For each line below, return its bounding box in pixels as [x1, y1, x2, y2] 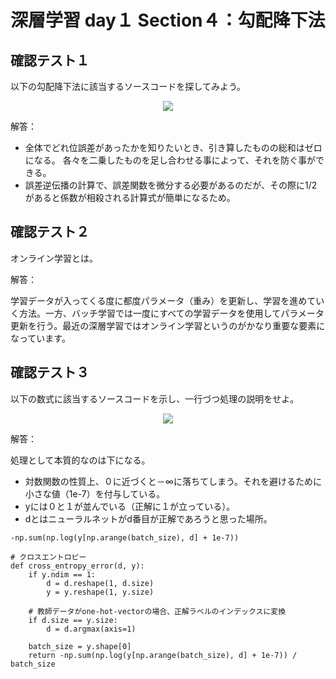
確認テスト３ [10, 364, 90, 381]
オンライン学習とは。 [10, 252, 98, 264]
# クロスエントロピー [10, 552, 87, 562]
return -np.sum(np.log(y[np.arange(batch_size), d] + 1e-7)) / [28, 650, 298, 660]
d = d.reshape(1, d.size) [46, 578, 155, 588]
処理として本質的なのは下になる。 [10, 454, 151, 466]
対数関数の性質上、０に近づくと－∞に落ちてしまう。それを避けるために [24, 475, 323, 487]
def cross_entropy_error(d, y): [10, 561, 145, 571]
